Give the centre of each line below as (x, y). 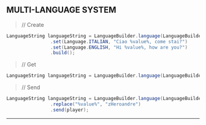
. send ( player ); (69, 110)
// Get (29, 65)
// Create (32, 24)
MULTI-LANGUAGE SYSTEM (61, 10)
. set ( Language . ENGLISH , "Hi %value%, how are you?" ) (119, 47)
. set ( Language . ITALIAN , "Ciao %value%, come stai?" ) (119, 41)
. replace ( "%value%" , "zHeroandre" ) (95, 104)
